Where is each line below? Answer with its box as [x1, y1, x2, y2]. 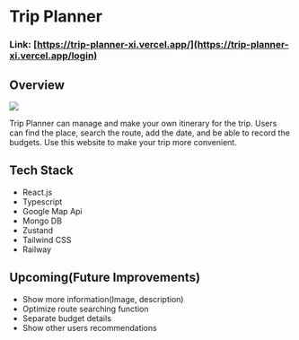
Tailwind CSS [22, 234, 72, 245]
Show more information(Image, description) [22, 293, 184, 304]
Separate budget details [22, 312, 112, 324]
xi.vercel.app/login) [9, 49, 98, 62]
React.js [22, 187, 53, 197]
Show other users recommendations [22, 322, 157, 333]
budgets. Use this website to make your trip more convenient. [9, 136, 238, 147]
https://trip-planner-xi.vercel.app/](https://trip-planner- [37, 39, 289, 51]
